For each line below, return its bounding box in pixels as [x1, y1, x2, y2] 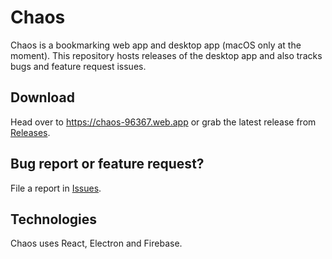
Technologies [10, 211, 98, 228]
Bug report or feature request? [10, 156, 205, 173]
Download [10, 89, 75, 106]
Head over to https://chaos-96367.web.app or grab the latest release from [10, 116, 317, 128]
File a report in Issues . [10, 182, 102, 194]
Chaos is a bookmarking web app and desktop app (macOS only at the [10, 39, 302, 51]
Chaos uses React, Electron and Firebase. [10, 237, 183, 250]
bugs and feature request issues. [10, 60, 147, 72]
